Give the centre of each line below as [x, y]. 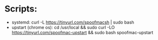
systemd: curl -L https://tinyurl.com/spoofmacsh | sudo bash [73, 22]
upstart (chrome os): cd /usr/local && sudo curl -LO [63, 27]
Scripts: [21, 9]
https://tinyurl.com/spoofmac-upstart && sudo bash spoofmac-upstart [82, 32]
